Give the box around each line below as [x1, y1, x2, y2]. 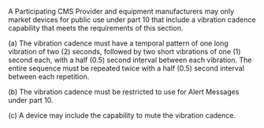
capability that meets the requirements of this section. [8, 24, 184, 32]
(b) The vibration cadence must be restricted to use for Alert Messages [8, 87, 240, 97]
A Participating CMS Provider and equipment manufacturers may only [8, 7, 235, 16]
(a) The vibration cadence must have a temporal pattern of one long [8, 38, 229, 48]
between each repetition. [8, 72, 90, 81]
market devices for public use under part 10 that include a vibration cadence [8, 15, 256, 24]
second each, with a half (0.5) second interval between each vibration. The [8, 55, 252, 64]
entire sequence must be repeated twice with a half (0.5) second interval [8, 64, 244, 73]
